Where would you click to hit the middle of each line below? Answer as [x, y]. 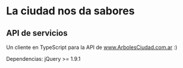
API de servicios [37, 33]
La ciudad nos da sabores [70, 11]
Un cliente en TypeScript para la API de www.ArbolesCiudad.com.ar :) [92, 47]
